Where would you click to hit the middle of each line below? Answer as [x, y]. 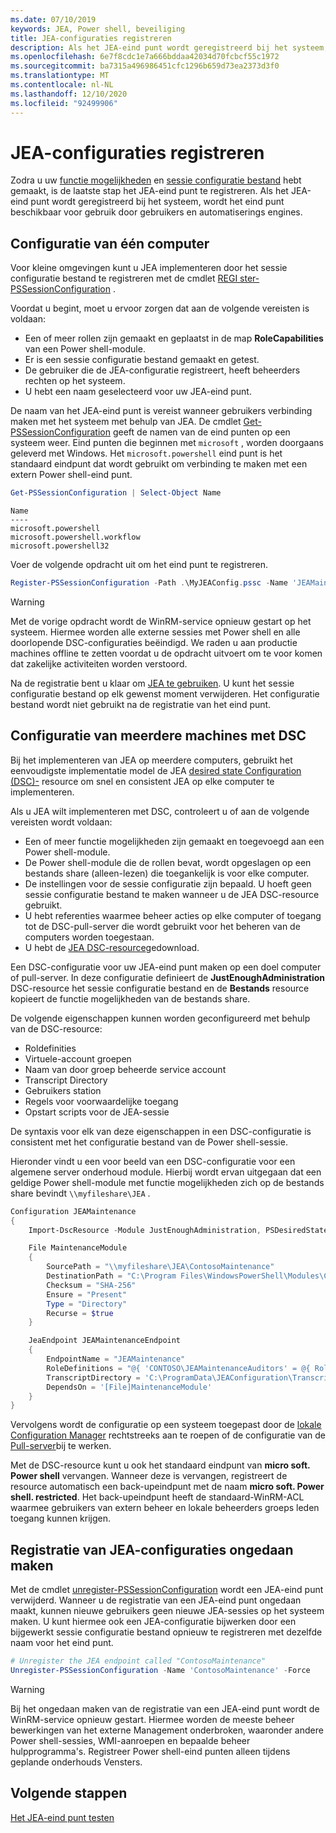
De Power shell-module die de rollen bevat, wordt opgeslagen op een [168, 862]
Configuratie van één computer [110, 243]
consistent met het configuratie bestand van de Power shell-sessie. [149, 1142]
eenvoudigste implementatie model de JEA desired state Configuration [156, 770]
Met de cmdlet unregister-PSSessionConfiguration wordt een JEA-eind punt [167, 1590]
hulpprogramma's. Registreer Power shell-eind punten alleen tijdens [150, 1751]
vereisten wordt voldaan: [61, 822]
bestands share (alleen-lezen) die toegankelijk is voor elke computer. [167, 873]
